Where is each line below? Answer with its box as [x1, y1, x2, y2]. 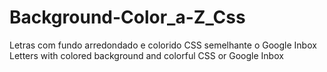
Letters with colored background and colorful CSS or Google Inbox [9, 49, 284, 61]
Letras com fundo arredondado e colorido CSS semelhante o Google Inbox [9, 39, 317, 51]
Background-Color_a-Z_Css [9, 6, 246, 29]
